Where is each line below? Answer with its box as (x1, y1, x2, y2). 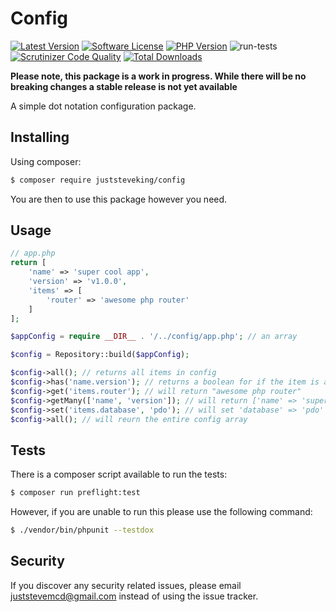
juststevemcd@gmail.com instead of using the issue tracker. (10, 590, 259, 602)
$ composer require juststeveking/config (10, 175, 186, 185)
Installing (10, 129, 70, 146)
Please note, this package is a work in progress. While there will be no (10, 70, 307, 82)
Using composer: (10, 155, 82, 167)
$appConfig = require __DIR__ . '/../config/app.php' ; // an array (10, 332, 298, 342)
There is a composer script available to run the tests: (10, 468, 228, 481)
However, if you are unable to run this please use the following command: (10, 506, 313, 518)
